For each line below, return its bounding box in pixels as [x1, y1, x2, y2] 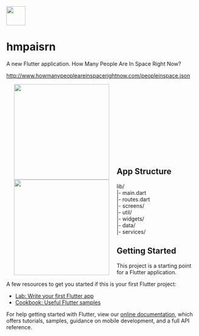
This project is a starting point [116, 262, 192, 269]
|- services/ [116, 228, 146, 235]
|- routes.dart [116, 195, 150, 203]
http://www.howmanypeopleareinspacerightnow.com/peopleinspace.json [6, 71, 190, 79]
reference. [6, 323, 32, 331]
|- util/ [116, 208, 132, 216]
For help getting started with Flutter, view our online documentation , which [6, 310, 194, 318]
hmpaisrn [6, 40, 56, 54]
